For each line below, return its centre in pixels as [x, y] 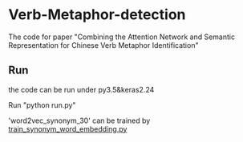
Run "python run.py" [42, 105]
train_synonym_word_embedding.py [68, 128]
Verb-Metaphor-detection [97, 15]
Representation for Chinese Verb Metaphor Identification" [103, 45]
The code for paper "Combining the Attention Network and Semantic [121, 37]
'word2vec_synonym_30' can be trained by [79, 120]
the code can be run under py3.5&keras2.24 [81, 89]
